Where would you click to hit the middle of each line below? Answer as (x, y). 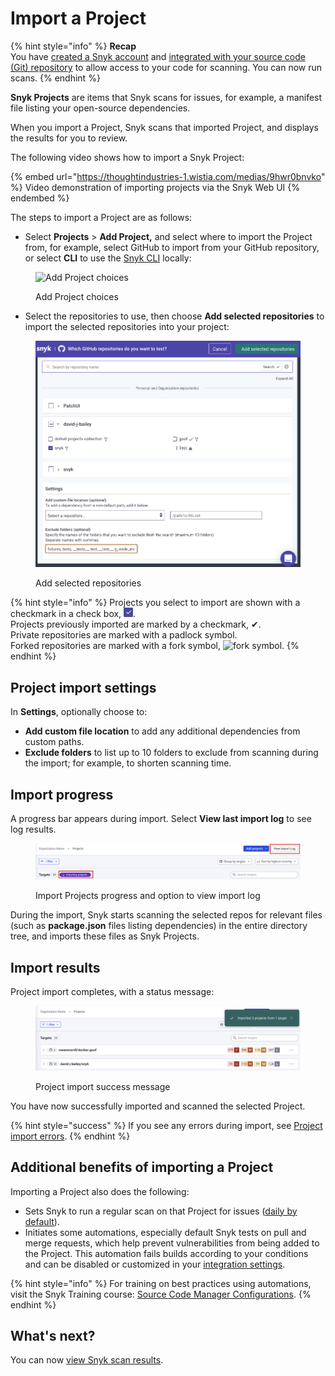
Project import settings (83, 687)
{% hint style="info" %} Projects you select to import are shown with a (155, 603)
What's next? (53, 1335)
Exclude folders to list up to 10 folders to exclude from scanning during (171, 753)
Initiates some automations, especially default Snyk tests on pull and (165, 1232)
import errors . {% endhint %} (70, 1136)
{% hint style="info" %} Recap (73, 46)
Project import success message (103, 1086)
